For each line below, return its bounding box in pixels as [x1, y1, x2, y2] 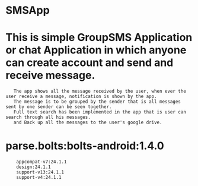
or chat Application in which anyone [5, 43, 187, 57]
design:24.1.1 [16, 164, 51, 170]
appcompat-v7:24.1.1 [16, 159, 67, 165]
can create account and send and [5, 56, 174, 70]
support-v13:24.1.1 [16, 169, 65, 175]
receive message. [5, 69, 95, 82]
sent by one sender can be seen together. [5, 104, 112, 110]
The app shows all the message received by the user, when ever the [13, 89, 186, 94]
